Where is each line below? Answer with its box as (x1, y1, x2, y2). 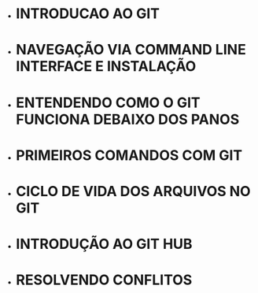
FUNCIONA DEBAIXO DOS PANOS (15, 110, 240, 128)
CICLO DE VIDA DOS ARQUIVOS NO (15, 182, 251, 200)
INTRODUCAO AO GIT (15, 5, 160, 23)
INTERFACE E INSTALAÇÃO (15, 57, 197, 76)
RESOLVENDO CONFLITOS (15, 271, 193, 289)
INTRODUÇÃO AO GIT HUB (15, 236, 193, 253)
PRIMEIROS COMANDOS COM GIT (15, 146, 243, 164)
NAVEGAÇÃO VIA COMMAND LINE (15, 41, 246, 59)
